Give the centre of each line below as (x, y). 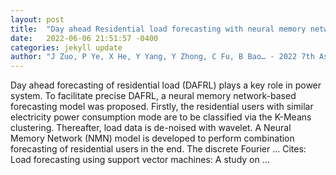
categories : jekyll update (66, 47)
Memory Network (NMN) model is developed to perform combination (152, 138)
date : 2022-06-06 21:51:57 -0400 (84, 38)
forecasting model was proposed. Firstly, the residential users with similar (162, 107)
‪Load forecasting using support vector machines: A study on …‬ (140, 160)
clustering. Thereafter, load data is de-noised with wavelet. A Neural (151, 128)
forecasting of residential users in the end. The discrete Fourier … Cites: (158, 149)
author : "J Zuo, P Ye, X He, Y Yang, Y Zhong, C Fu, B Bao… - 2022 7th (162, 57)
